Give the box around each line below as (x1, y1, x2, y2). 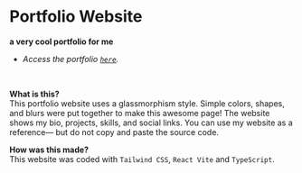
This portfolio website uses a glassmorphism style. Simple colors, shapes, (9, 97, 285, 109)
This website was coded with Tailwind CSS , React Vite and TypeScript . (9, 153, 275, 164)
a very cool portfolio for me (9, 36, 114, 47)
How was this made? (9, 144, 89, 155)
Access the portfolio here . (22, 53, 119, 64)
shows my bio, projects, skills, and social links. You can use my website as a (9, 117, 294, 128)
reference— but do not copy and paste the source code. (9, 126, 220, 137)
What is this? (9, 88, 61, 99)
